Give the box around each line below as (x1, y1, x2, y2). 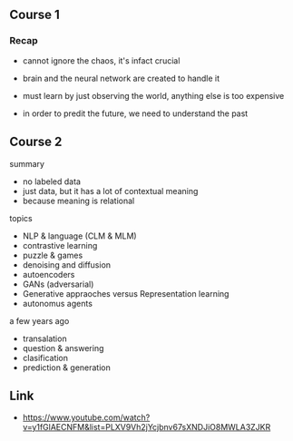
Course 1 (9, 7, 61, 23)
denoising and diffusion (22, 259, 112, 270)
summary (9, 158, 45, 169)
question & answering (22, 342, 104, 353)
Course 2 (9, 134, 63, 150)
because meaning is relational (22, 195, 135, 206)
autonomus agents (22, 298, 93, 309)
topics (9, 212, 34, 223)
